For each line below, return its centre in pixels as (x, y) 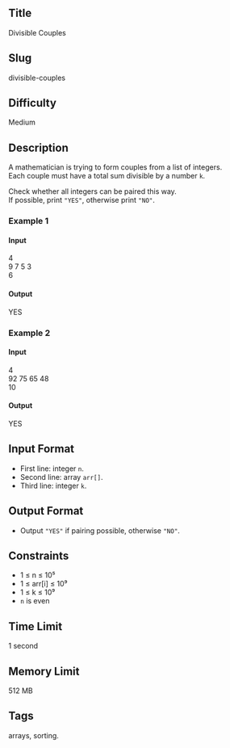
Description (38, 147)
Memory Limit (44, 671)
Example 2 (29, 333)
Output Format (46, 511)
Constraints (39, 555)
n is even (35, 601)
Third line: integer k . (53, 485)
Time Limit (36, 626)
